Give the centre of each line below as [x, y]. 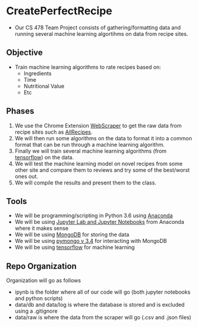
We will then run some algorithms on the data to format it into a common [103, 138]
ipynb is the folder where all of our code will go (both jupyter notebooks [103, 292]
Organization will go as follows [44, 280]
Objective [25, 53]
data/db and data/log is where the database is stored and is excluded [100, 305]
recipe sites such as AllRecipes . [54, 132]
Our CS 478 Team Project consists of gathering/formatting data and [98, 27]
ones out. [26, 176]
